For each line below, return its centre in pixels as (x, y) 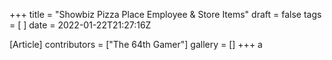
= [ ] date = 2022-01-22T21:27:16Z (80, 25)
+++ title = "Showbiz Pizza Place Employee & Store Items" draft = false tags (165, 14)
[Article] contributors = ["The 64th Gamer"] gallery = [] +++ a (136, 44)
